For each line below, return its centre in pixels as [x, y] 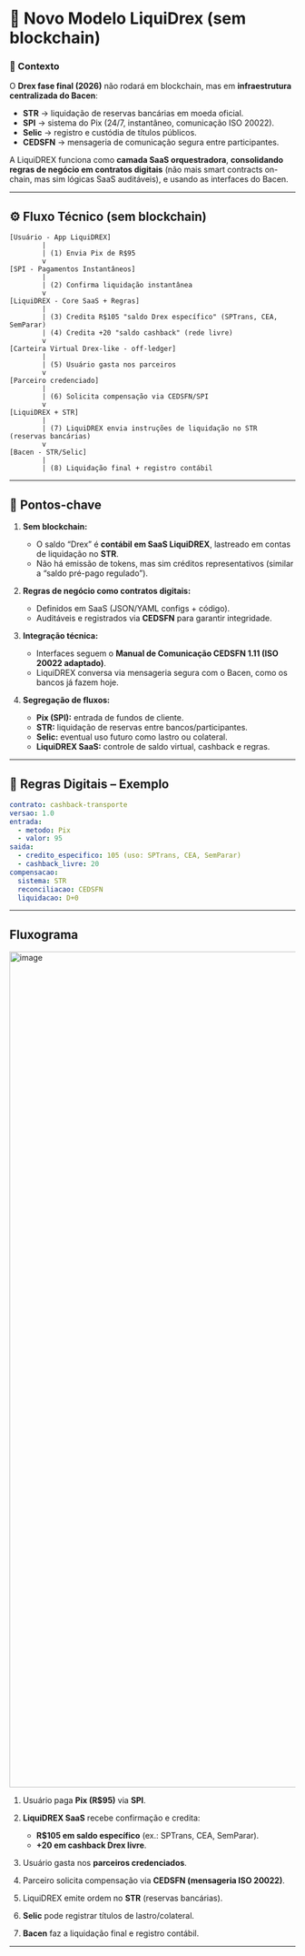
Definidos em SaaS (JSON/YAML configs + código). [133, 609]
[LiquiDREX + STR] [44, 413]
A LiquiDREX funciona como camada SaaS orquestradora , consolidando [147, 160]
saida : [22, 847]
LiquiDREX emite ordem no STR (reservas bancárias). [123, 1898]
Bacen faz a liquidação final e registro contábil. [111, 1933]
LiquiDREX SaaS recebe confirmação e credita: [111, 1818]
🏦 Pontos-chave [56, 504]
